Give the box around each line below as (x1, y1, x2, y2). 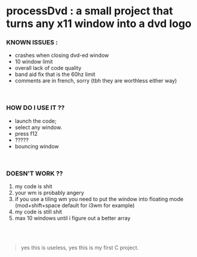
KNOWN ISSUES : (6, 38, 58, 47)
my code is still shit (14, 208, 63, 216)
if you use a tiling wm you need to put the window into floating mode (14, 195, 184, 203)
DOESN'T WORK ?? (6, 169, 63, 178)
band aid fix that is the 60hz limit (14, 71, 96, 78)
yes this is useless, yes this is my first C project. (20, 244, 139, 252)
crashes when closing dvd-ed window (14, 52, 109, 59)
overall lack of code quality (14, 65, 82, 72)
